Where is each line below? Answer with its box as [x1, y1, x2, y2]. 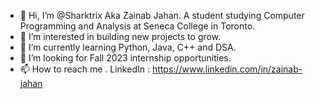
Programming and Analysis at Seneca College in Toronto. [19, 20, 256, 32]
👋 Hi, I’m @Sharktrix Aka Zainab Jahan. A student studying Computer [19, 10, 305, 21]
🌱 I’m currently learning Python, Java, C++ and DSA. [19, 41, 237, 53]
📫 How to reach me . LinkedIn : [19, 63, 150, 75]
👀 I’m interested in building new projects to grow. [19, 31, 222, 42]
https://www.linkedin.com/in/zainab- [151, 63, 303, 75]
